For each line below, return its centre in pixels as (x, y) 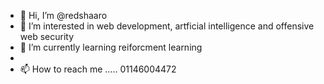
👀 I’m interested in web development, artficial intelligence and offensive (167, 26)
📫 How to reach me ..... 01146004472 (98, 69)
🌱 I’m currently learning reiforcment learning (111, 47)
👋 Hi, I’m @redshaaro (63, 15)
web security (47, 36)
